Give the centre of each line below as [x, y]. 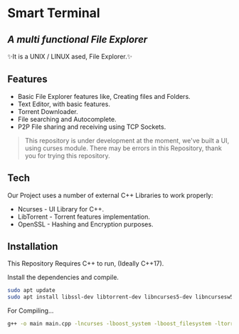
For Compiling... [31, 310]
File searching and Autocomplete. [67, 119]
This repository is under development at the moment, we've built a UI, [127, 140]
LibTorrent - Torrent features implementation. [84, 216]
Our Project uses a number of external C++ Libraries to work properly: [110, 195]
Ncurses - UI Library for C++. [61, 209]
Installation [33, 247]
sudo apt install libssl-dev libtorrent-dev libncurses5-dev [100, 297]
